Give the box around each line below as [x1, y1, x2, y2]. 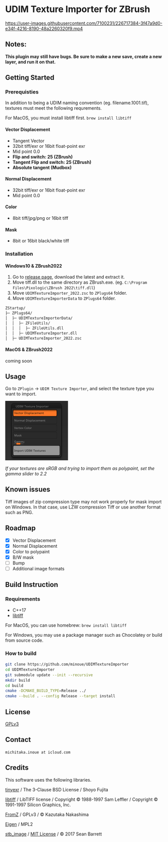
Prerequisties [5, 89, 39, 96]
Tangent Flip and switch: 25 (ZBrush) [12, 159, 92, 165]
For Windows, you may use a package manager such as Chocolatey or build [5, 632, 162, 638]
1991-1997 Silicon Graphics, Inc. [5, 801, 71, 808]
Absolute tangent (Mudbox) [12, 164, 72, 171]
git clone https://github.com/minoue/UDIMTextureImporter [5, 662, 129, 667]
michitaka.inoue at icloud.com [5, 749, 71, 755]
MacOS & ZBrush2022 [5, 346, 53, 353]
